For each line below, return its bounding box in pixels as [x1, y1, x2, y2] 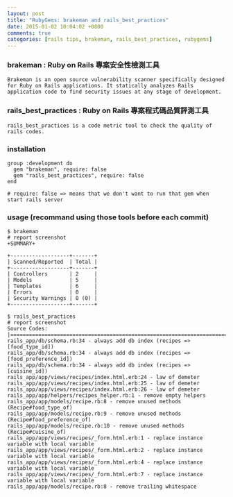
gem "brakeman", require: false [13, 166, 107, 174]
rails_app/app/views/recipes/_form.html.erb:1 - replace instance [7, 435, 203, 441]
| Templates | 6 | [7, 283, 98, 290]
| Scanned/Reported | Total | [7, 258, 98, 266]
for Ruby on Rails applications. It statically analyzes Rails [7, 83, 194, 90]
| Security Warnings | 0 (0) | [7, 295, 98, 302]
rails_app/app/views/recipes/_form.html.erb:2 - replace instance [7, 447, 203, 454]
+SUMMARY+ [7, 240, 36, 247]
